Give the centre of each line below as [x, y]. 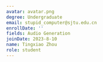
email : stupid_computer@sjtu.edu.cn [51, 22]
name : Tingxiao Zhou [32, 45]
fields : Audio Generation [38, 34]
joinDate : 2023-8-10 [32, 39]
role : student [24, 50]
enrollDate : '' [25, 28]
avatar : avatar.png [30, 12]
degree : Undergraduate [34, 17]
